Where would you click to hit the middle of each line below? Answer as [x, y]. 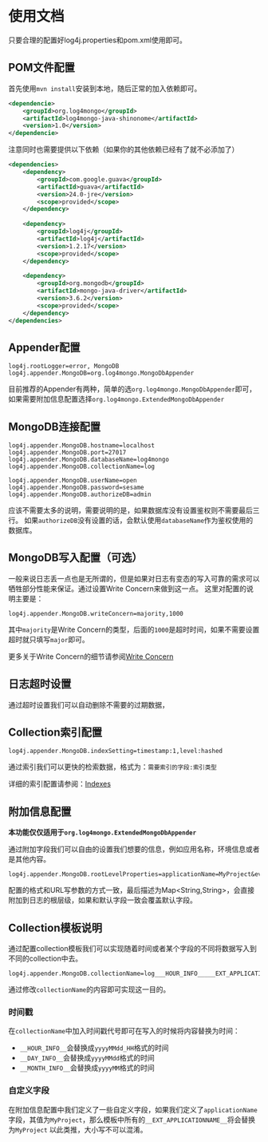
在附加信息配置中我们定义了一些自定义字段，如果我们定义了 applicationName [133, 1109]
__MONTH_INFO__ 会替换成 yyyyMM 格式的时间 [87, 1068]
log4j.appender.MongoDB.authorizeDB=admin [80, 494]
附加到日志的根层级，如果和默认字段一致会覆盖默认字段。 [102, 900]
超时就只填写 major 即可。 [49, 639]
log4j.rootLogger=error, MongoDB [64, 367]
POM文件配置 [42, 67]
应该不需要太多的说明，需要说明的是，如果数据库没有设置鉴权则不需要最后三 [134, 510]
